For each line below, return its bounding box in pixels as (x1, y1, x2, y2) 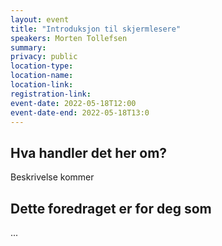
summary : (10, 42, 47, 53)
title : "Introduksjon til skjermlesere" (10, 24, 182, 34)
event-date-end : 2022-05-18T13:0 (10, 107, 150, 118)
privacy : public (10, 52, 78, 62)
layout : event (10, 14, 70, 25)
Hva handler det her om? (10, 144, 168, 161)
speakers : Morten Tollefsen (10, 33, 128, 43)
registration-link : (10, 89, 92, 99)
